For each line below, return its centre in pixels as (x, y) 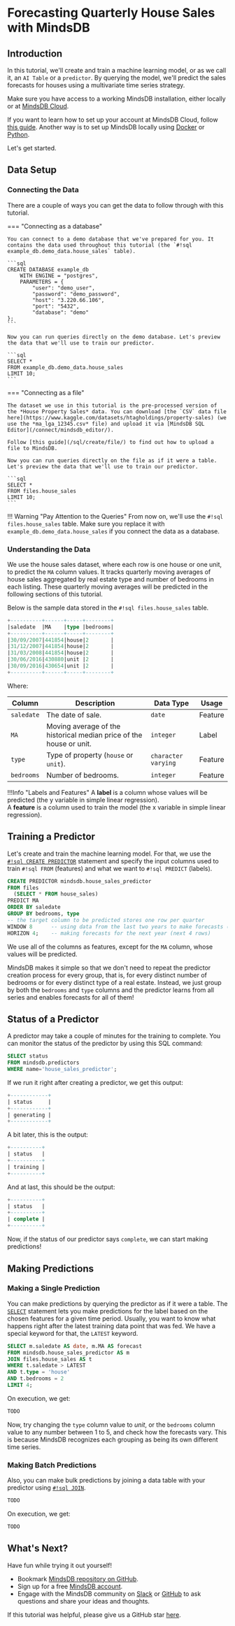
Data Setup (32, 170)
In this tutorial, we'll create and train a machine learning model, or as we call (117, 70)
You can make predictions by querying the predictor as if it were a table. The (117, 1303)
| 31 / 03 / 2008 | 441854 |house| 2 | (60, 653)
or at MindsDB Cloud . (38, 106)
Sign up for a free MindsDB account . (70, 1586)
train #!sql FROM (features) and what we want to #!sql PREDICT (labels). (110, 868)
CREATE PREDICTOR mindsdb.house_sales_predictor (79, 881)
